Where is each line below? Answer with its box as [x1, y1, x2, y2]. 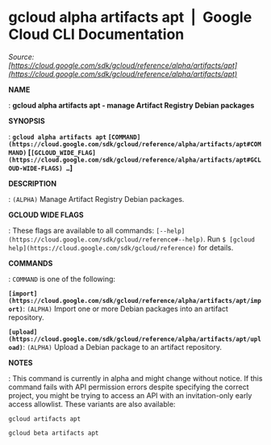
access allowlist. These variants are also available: [8, 399, 176, 409]
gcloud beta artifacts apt [8, 429, 99, 437]
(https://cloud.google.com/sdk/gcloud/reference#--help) [8, 235, 204, 244]
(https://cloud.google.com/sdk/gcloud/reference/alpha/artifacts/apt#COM [8, 140, 262, 149]
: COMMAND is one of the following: [8, 274, 115, 283]
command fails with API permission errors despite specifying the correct [8, 382, 249, 392]
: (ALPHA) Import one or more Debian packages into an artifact [23, 304, 228, 313]
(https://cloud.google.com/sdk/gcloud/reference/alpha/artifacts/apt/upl [8, 335, 262, 343]
